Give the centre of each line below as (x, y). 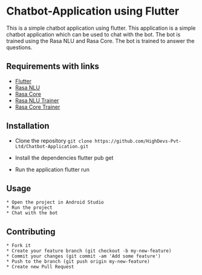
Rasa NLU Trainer (37, 100)
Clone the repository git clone (54, 140)
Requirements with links (53, 66)
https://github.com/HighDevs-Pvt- (138, 141)
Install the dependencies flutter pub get (64, 158)
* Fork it (19, 246)
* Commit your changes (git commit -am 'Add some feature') (84, 256)
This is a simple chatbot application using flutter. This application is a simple (101, 28)
